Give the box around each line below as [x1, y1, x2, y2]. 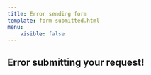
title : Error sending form [7, 10, 87, 18]
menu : [7, 23, 23, 30]
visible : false [20, 30, 65, 37]
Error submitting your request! [7, 56, 145, 68]
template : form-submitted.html [7, 17, 100, 24]
